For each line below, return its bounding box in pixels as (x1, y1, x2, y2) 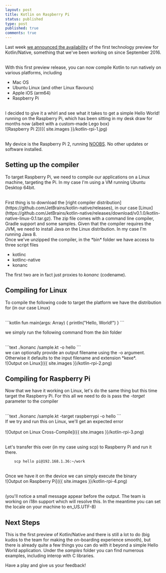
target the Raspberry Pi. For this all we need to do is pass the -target (5, 393, 145, 399)
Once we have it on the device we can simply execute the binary (5, 473, 137, 479)
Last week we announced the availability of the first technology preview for (5, 44, 159, 50)
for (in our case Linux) (5, 304, 51, 310)
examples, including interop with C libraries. (5, 553, 95, 559)
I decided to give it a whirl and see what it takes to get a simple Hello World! (5, 110, 160, 116)
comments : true (5, 30, 37, 35)
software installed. (5, 146, 43, 152)
